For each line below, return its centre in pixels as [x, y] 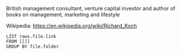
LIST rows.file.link [31, 37]
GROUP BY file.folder [33, 46]
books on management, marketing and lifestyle [63, 15]
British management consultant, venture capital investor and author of [91, 8]
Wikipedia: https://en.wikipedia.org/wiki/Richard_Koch [71, 26]
